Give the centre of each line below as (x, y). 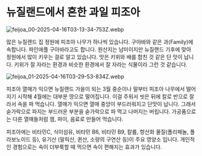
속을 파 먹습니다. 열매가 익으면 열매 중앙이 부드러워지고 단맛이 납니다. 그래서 (106, 104)
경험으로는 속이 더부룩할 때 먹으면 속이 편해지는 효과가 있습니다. (87, 147)
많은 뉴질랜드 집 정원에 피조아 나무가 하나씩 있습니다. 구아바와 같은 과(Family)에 (100, 42)
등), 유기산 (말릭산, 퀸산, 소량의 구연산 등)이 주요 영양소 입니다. (106, 139)
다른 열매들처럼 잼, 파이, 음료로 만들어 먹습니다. (68, 119)
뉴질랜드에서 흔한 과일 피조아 (73, 12)
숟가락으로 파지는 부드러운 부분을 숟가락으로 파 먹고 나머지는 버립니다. (88, 111)
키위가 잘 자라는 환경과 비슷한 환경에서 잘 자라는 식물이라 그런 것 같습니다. (101, 64)
